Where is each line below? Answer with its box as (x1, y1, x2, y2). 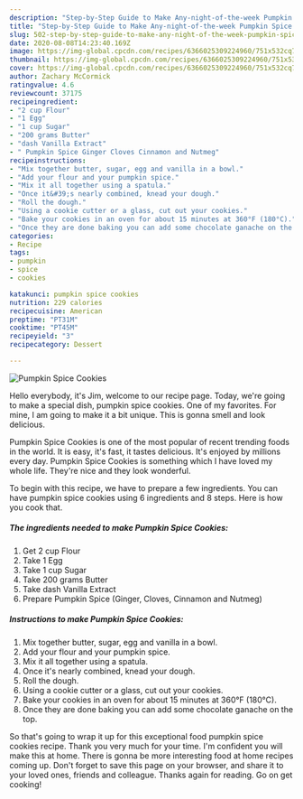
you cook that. (9, 502, 63, 513)
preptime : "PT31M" (9, 315, 78, 324)
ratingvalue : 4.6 (9, 80, 75, 89)
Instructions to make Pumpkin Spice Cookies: (9, 614, 184, 625)
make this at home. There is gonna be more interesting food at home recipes (9, 750, 294, 761)
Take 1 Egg (22, 554, 63, 565)
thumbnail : (9, 55, 50, 64)
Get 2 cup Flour (22, 545, 81, 556)
